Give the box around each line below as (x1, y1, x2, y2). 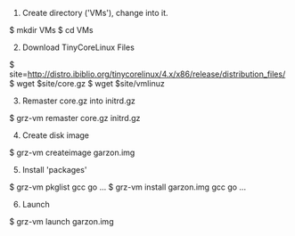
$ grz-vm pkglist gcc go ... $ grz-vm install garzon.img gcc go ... (9, 182, 247, 192)
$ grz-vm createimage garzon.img (9, 147, 135, 158)
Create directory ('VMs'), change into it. (21, 8, 168, 18)
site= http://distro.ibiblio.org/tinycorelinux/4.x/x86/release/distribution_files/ (9, 69, 286, 79)
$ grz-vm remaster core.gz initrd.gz (9, 113, 141, 123)
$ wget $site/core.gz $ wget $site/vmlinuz (9, 78, 165, 88)
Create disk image (21, 130, 90, 141)
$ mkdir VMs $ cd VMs (9, 25, 94, 35)
